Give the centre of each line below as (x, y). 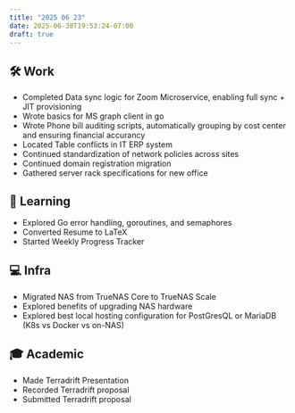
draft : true (31, 34)
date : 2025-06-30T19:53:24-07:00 (72, 26)
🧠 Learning (40, 201)
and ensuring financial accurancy (84, 136)
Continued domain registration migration (97, 164)
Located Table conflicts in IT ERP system (97, 145)
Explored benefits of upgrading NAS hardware (107, 306)
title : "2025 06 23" (48, 17)
